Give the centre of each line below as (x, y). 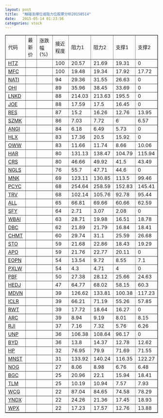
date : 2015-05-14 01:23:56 (34, 18)
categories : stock (24, 23)
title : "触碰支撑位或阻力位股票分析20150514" (48, 14)
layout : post (18, 9)
